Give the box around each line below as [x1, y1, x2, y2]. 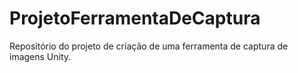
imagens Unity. [9, 50, 72, 62]
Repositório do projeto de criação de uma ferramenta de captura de [9, 40, 289, 52]
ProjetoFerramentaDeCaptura [9, 7, 261, 30]
